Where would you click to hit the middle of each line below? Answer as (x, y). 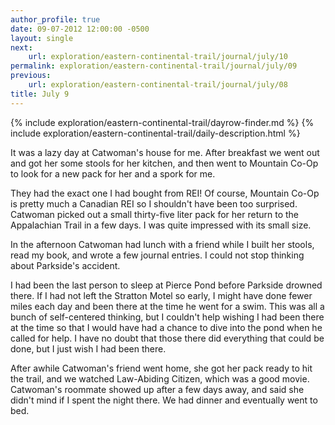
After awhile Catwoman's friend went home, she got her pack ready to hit (161, 368)
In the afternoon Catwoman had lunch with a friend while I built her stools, (162, 244)
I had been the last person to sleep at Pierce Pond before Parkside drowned (166, 285)
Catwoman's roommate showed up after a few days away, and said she (157, 389)
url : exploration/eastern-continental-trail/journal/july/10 (158, 57)
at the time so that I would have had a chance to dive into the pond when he (166, 327)
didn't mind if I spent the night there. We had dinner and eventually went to (164, 400)
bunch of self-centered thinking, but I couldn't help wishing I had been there (167, 317)
